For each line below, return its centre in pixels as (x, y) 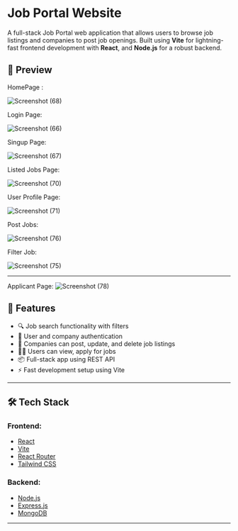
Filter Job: (22, 252)
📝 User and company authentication (70, 336)
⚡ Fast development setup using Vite (71, 369)
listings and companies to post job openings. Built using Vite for (101, 40)
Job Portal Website (64, 13)
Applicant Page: (30, 286)
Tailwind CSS (37, 464)
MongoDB (32, 513)
